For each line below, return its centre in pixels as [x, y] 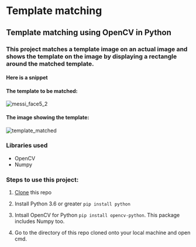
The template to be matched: [42, 91]
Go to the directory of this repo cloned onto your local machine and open [102, 233]
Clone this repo [33, 193]
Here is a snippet [27, 78]
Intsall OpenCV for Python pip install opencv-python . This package [97, 215]
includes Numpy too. [39, 221]
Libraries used [27, 146]
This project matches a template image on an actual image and [97, 49]
